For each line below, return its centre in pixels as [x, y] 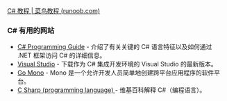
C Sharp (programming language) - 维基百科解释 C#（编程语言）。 [111, 90]
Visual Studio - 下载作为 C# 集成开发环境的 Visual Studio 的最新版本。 [117, 64]
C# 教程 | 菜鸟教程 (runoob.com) [54, 11]
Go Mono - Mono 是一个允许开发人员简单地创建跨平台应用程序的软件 [116, 73]
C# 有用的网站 [31, 30]
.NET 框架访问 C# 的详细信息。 [61, 55]
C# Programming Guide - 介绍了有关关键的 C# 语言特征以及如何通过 [115, 47]
